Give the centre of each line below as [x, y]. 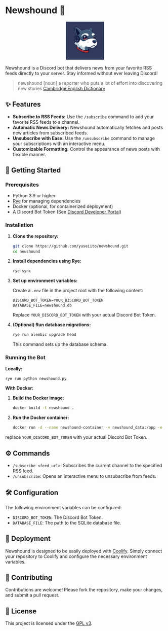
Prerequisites [22, 185]
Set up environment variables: [45, 281]
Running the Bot [25, 358]
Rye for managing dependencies [47, 201]
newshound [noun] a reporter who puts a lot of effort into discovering [90, 83]
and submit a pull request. [32, 595]
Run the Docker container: [41, 417]
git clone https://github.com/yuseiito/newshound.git [70, 246]
